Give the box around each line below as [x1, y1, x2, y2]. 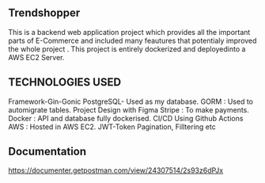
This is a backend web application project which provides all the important [8, 27, 251, 36]
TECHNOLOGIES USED [8, 75, 121, 90]
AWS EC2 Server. [8, 52, 65, 62]
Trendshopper [8, 6, 81, 20]
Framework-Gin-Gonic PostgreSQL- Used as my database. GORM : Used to [8, 97, 253, 106]
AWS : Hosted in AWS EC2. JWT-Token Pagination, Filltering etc [8, 122, 216, 132]
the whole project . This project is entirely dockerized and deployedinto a [8, 44, 246, 54]
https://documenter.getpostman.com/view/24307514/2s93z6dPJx [8, 166, 224, 175]
